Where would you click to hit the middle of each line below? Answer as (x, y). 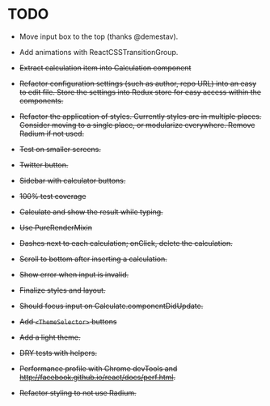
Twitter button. (44, 165)
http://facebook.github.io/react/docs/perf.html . (97, 377)
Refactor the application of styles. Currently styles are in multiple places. (140, 116)
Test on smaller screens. (60, 149)
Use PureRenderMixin (55, 227)
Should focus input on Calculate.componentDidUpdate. (111, 306)
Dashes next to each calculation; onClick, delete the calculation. (126, 243)
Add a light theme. (50, 337)
